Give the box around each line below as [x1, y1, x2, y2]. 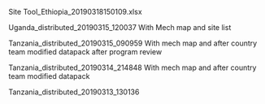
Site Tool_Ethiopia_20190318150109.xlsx [8, 7, 142, 16]
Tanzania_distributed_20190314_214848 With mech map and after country [8, 63, 257, 72]
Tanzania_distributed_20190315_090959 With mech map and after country [8, 38, 258, 48]
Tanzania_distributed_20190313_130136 [8, 87, 140, 97]
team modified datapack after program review [8, 47, 163, 56]
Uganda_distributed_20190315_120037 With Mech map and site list [8, 23, 232, 32]
